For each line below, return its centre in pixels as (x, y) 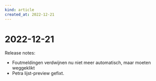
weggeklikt (23, 68)
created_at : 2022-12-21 (30, 14)
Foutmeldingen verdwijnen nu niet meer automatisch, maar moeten (82, 62)
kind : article (20, 10)
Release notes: (20, 53)
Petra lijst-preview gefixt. (38, 73)
